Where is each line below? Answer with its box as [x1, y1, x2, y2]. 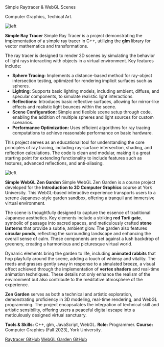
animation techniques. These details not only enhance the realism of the [5, 271, 151, 277]
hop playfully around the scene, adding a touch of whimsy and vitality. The [5, 256, 156, 262]
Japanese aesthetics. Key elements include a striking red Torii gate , [5, 215, 142, 220]
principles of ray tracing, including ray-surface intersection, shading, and [5, 145, 153, 150]
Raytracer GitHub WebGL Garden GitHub [5, 336, 87, 342]
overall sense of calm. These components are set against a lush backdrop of [5, 236, 160, 241]
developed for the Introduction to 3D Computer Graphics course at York [5, 185, 152, 190]
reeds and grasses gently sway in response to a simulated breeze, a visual [5, 261, 155, 267]
